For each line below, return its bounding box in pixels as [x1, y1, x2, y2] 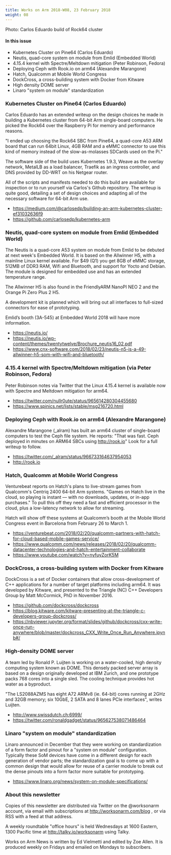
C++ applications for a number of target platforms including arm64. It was [5, 581, 161, 588]
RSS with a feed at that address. [5, 814, 73, 820]
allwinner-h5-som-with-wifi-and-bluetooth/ [12, 352, 105, 358]
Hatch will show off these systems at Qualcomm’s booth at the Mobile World [5, 515, 166, 521]
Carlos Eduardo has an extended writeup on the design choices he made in [5, 112, 164, 117]
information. [5, 320, 31, 326]
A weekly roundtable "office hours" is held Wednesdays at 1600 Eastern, [5, 823, 158, 829]
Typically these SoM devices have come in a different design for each [5, 752, 152, 759]
